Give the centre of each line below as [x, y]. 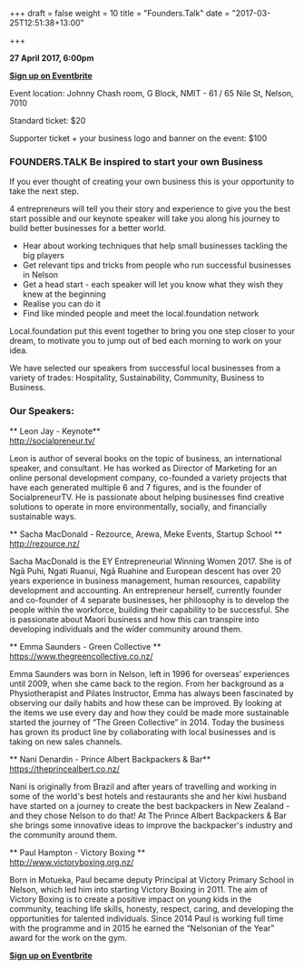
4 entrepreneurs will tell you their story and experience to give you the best [150, 209]
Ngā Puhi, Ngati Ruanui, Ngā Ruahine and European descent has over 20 [145, 571]
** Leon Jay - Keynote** [55, 430]
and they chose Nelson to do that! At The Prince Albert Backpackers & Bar [148, 815]
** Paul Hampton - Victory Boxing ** [78, 852]
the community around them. [64, 834]
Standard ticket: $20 [48, 121]
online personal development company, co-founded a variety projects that [148, 478]
